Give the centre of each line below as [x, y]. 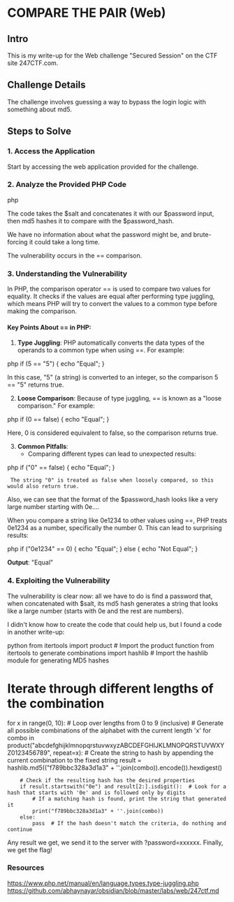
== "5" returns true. [36, 385]
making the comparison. [42, 311]
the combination [56, 703]
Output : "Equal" [30, 562]
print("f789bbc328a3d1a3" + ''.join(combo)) [98, 811]
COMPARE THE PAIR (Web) [87, 13]
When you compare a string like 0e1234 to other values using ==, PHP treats [117, 520]
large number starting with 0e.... [53, 507]
